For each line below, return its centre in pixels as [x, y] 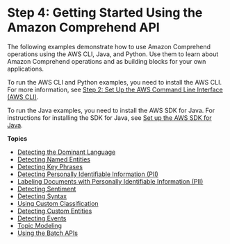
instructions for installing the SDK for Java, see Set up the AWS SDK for [109, 117]
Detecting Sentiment [47, 189]
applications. [25, 69]
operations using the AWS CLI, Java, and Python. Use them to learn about [113, 54]
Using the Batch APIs [48, 233]
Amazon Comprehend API [83, 27]
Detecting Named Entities [54, 159]
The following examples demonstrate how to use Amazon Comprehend [109, 46]
